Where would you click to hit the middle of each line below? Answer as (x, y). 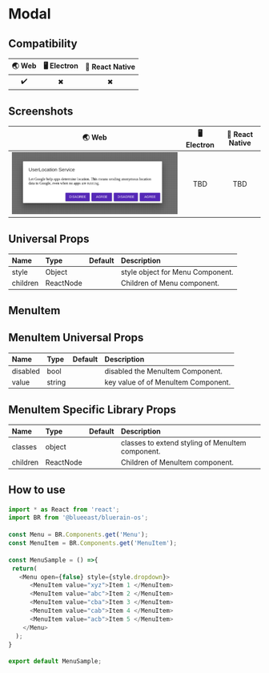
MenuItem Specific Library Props (92, 409)
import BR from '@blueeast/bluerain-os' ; (78, 518)
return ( (24, 568)
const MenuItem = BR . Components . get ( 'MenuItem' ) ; (93, 543)
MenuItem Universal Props (76, 338)
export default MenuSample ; (55, 662)
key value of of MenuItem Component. (167, 382)
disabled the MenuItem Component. (163, 371)
